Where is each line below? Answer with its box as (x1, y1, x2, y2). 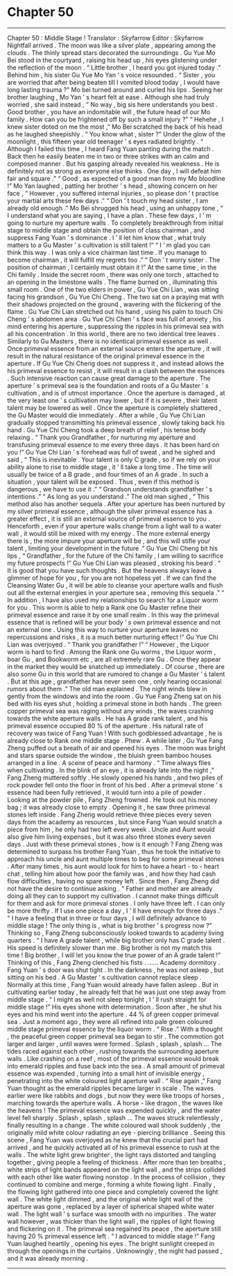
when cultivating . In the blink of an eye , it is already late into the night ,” (7, 766, 214, 774)
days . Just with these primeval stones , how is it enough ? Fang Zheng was (7, 840, 223, 848)
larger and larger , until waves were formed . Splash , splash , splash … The (7, 1039, 222, 1048)
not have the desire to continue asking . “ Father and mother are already (7, 884, 213, 892)
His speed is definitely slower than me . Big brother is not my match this (7, 943, 212, 952)
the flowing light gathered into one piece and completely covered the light (7, 1188, 218, 1196)
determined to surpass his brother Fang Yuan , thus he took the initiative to (7, 847, 221, 856)
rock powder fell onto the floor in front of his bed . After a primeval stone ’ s (7, 780, 223, 789)
